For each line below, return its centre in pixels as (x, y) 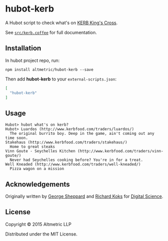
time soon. (17, 138)
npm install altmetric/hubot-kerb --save (49, 69)
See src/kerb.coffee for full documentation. (51, 32)
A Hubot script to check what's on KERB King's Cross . (61, 23)
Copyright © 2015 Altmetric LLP (38, 224)
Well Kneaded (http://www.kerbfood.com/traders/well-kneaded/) (73, 165)
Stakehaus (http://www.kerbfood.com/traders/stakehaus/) (66, 142)
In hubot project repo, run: (33, 60)
